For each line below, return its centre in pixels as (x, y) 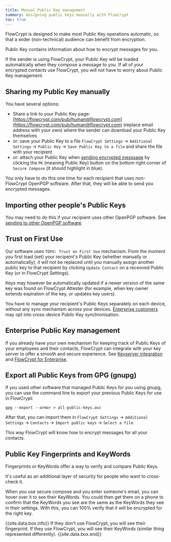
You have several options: (32, 104)
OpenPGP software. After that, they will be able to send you (91, 184)
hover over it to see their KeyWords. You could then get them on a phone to (84, 497)
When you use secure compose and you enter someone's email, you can (82, 492)
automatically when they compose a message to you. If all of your (75, 65)
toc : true (16, 19)
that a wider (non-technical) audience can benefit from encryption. (76, 39)
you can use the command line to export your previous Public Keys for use (83, 393)
